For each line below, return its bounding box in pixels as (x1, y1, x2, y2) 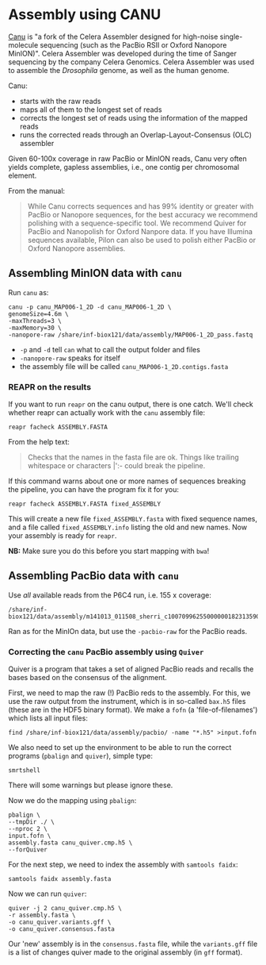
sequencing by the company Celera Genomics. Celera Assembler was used (8, 57, 255, 67)
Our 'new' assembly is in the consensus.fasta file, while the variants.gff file (8, 939, 258, 949)
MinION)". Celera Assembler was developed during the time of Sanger (8, 48, 237, 58)
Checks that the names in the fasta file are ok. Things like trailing (27, 452, 239, 462)
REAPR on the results (8, 381, 92, 392)
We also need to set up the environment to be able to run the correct (8, 743, 232, 752)
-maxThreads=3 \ (8, 317, 62, 325)
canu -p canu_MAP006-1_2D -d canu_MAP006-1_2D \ (8, 303, 172, 311)
